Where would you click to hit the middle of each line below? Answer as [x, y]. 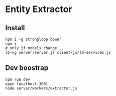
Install [15, 28]
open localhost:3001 [27, 84]
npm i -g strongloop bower [33, 39]
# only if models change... [35, 48]
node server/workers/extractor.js [41, 88]
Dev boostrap [27, 68]
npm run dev [18, 79]
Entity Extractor [39, 9]
